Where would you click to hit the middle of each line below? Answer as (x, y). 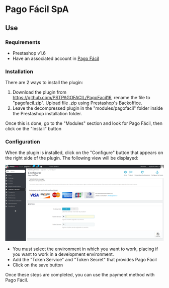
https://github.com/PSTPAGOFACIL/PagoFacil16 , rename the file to (81, 98)
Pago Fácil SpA (37, 9)
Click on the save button (38, 265)
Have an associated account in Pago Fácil (56, 58)
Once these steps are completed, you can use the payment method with (80, 274)
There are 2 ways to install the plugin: (44, 83)
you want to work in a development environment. (63, 254)
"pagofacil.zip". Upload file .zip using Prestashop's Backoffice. (77, 103)
